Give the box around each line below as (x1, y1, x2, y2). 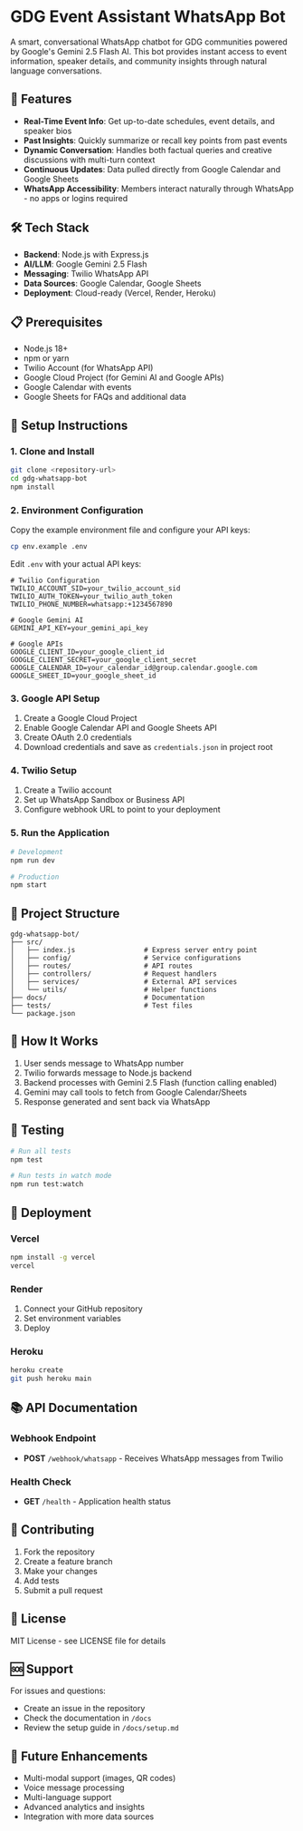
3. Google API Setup (10, 692, 100, 705)
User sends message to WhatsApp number (23, 1057, 185, 1068)
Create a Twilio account (23, 784, 112, 795)
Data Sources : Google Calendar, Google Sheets (23, 278, 202, 288)
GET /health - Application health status (23, 1495, 171, 1506)
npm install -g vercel (10, 1252, 96, 1261)
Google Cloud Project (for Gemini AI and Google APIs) (23, 372, 224, 383)
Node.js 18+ (23, 343, 69, 355)
